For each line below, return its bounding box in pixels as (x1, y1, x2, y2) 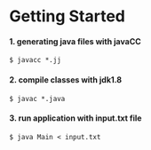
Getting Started (9, 6, 126, 27)
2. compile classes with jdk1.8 (9, 74, 123, 85)
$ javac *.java (9, 94, 66, 103)
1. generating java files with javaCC (9, 36, 142, 46)
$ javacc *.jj (9, 56, 62, 65)
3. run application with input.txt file (9, 113, 142, 123)
